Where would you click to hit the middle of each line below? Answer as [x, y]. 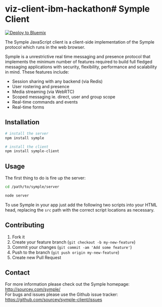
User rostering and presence [41, 86]
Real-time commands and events [45, 102]
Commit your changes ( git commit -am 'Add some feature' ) [72, 247]
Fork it [18, 237]
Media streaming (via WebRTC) [43, 92]
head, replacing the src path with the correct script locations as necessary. [80, 210]
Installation [22, 122]
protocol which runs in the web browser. [45, 47]
